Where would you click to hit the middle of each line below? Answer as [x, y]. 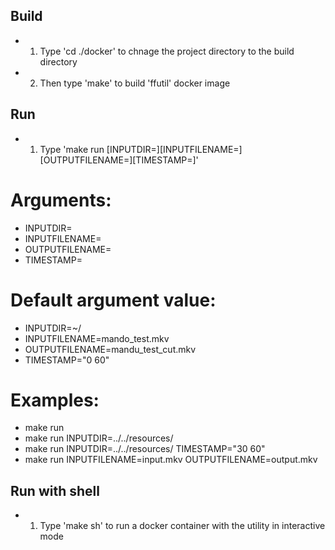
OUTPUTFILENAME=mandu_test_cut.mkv [110, 349]
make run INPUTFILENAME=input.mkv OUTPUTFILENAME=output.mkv [171, 460]
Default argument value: [113, 300]
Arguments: [61, 200]
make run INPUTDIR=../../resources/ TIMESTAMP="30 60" [145, 449]
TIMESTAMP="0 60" [67, 360]
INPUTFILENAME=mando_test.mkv [97, 338]
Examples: [55, 400]
